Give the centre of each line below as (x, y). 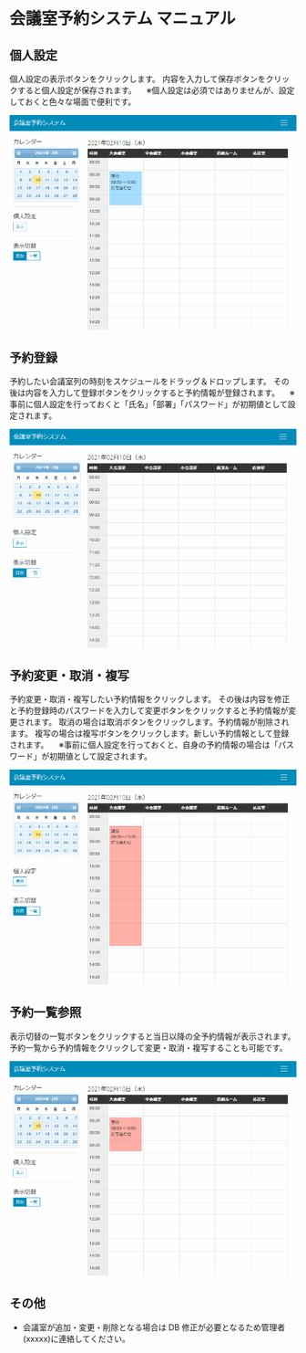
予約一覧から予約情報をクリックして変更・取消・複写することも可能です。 (149, 1047)
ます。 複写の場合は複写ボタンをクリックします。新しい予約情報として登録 (149, 734)
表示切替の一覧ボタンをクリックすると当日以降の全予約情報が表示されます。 (153, 1036)
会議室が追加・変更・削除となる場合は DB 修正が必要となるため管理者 (154, 1327)
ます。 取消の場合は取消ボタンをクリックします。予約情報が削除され (161, 722)
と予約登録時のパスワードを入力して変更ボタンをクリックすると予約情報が (149, 711)
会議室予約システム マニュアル (122, 19)
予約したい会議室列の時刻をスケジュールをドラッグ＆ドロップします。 (140, 382)
